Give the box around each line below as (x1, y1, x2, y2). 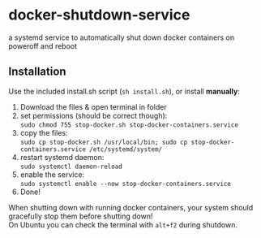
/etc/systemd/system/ (88, 145, 162, 154)
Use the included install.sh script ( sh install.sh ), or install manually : (8, 86, 241, 96)
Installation (8, 65, 66, 79)
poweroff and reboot (8, 41, 78, 50)
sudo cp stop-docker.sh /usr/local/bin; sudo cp (19, 138, 188, 146)
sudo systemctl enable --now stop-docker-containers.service (19, 180, 232, 188)
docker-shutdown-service (8, 6, 190, 24)
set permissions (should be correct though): (19, 110, 168, 120)
